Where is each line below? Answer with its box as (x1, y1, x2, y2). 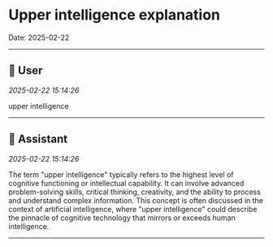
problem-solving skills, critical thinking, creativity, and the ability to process (8, 187, 262, 197)
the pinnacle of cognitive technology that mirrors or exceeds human (8, 213, 236, 223)
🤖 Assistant (8, 132, 67, 146)
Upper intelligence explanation (8, 6, 221, 24)
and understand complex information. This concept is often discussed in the (8, 195, 264, 205)
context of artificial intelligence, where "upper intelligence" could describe (8, 204, 258, 214)
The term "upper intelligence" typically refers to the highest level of (8, 169, 234, 180)
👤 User (8, 63, 43, 78)
